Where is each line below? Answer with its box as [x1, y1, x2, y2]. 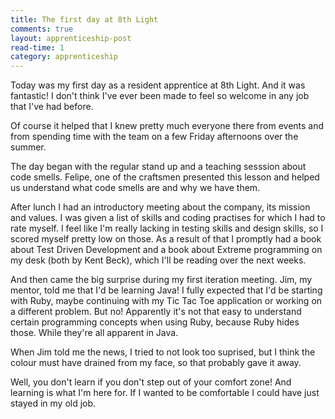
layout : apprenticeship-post [10, 33, 132, 43]
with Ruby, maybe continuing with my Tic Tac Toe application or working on [10, 295, 323, 307]
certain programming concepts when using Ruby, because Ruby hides [10, 316, 300, 328]
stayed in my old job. [10, 397, 97, 410]
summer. [10, 141, 47, 153]
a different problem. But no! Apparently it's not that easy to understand [10, 306, 302, 318]
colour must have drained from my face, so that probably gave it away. [10, 357, 302, 369]
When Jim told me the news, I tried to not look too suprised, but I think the [10, 346, 316, 358]
